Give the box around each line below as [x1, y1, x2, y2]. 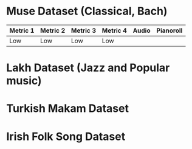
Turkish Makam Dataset [6, 102, 129, 116]
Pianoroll [156, 26, 183, 35]
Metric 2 [40, 26, 66, 35]
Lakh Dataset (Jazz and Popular [6, 61, 170, 75]
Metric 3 [70, 26, 96, 35]
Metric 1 [9, 26, 35, 35]
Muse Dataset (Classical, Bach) [6, 4, 168, 18]
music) [6, 74, 42, 88]
